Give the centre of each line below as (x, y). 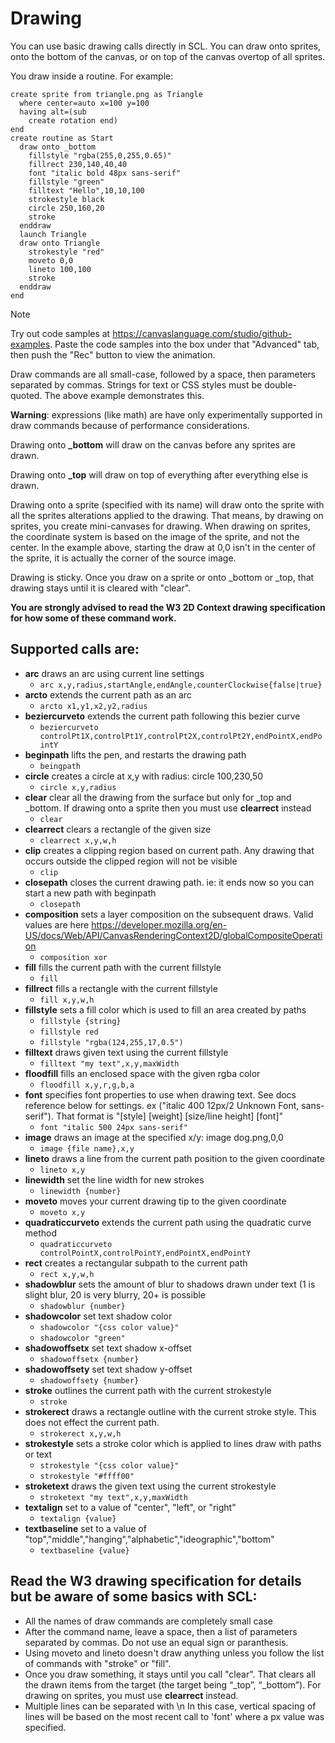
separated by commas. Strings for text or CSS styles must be (136, 384)
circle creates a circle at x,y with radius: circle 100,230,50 (144, 776)
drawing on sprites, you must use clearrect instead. (131, 1695)
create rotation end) (73, 120)
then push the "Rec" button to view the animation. (113, 354)
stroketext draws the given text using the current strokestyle (150, 1486)
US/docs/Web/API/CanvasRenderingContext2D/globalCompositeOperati (173, 935)
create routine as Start (62, 138)
